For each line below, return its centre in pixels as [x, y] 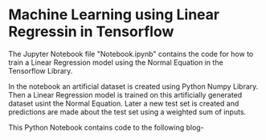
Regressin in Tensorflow [91, 32]
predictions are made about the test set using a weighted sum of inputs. [127, 112]
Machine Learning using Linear [114, 15]
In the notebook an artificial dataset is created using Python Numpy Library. [133, 86]
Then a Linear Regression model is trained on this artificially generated [125, 94]
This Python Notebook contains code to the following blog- [106, 127]
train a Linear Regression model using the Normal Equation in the [116, 62]
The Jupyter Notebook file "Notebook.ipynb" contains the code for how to [131, 54]
